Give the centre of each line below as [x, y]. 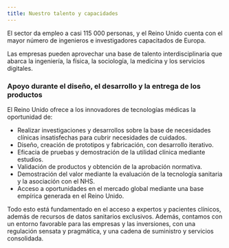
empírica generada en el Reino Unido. [70, 196]
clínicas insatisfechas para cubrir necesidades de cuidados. [102, 137]
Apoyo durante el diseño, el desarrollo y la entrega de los [104, 86]
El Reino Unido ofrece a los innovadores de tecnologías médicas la [101, 109]
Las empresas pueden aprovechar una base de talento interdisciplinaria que [115, 54]
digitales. [20, 68]
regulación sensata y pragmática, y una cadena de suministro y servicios [111, 231]
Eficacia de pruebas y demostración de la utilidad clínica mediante [111, 152]
